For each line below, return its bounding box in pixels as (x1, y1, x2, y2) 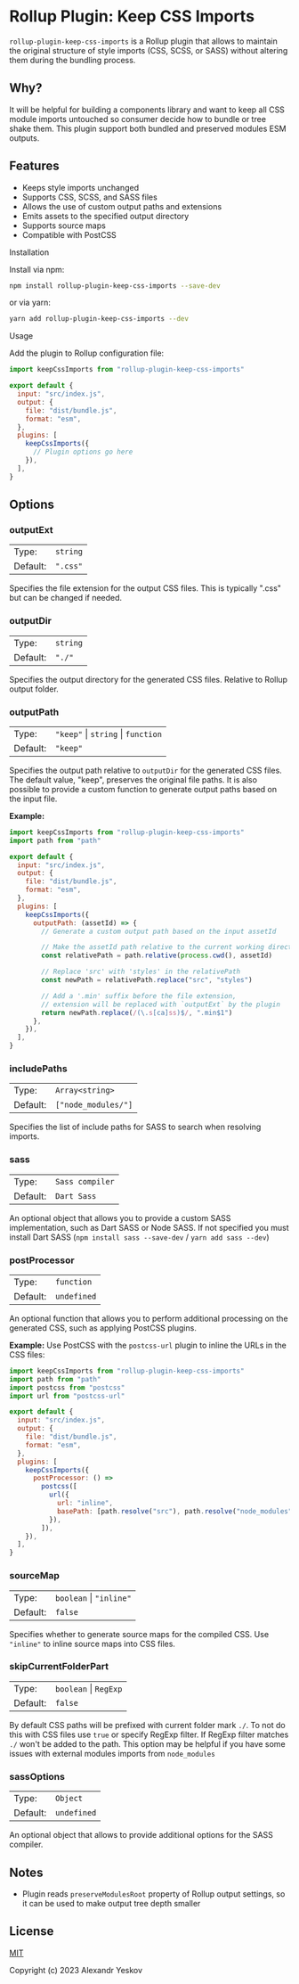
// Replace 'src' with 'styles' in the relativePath (41, 967, 241, 977)
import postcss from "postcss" (9, 1383, 125, 1392)
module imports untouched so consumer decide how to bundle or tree (9, 113, 267, 124)
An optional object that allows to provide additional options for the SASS (9, 1830, 274, 1841)
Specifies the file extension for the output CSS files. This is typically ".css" (9, 583, 282, 594)
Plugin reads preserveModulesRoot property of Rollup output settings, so (21, 1888, 286, 1899)
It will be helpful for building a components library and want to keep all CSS (9, 104, 285, 115)
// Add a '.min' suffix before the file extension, (41, 991, 238, 1000)
